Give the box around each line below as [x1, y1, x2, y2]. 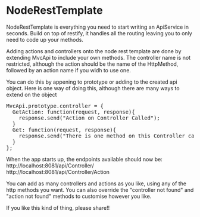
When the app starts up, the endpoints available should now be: [6, 155, 162, 163]
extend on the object [6, 91, 57, 98]
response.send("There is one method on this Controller [18, 132, 186, 139]
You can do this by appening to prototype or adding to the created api [6, 78, 177, 85]
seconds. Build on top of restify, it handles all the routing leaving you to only [6, 29, 192, 36]
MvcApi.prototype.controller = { [6, 102, 104, 109]
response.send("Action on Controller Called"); [18, 114, 161, 121]
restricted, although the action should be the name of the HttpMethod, [6, 60, 179, 68]
